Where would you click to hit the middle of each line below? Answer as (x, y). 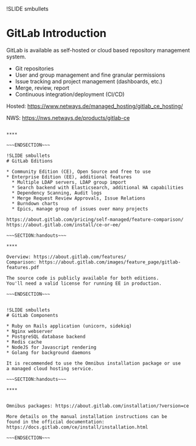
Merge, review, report (42, 88)
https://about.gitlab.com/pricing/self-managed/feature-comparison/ (95, 219)
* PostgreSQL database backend (46, 336)
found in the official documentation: (55, 422)
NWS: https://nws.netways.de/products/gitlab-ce (68, 117)
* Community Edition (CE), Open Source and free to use (79, 172)
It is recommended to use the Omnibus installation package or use (94, 363)
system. (16, 57)
